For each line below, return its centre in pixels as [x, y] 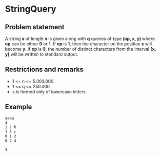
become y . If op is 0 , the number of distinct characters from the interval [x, [80, 49]
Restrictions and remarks [44, 69]
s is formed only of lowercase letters [49, 92]
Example [19, 107]
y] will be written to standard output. [42, 54]
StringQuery [31, 9]
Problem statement [35, 27]
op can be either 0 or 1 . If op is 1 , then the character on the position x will [79, 44]
